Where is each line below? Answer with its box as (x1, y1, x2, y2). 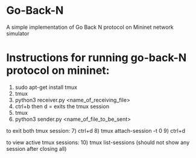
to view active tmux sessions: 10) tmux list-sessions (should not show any (6, 139, 190, 146)
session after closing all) (6, 145, 67, 152)
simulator (6, 29, 30, 37)
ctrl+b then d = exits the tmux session (14, 103, 110, 110)
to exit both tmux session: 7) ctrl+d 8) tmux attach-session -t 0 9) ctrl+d (6, 127, 186, 134)
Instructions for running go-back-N (6, 51, 187, 65)
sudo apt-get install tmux (14, 84, 77, 91)
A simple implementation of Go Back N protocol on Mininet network (6, 23, 174, 31)
